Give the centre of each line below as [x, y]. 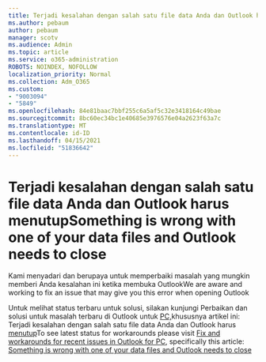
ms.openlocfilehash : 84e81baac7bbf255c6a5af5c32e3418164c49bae [115, 111]
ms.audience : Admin [40, 45]
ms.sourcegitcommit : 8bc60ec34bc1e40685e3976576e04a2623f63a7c [115, 119]
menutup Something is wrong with [122, 220]
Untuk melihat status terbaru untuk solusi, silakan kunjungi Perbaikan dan [128, 308]
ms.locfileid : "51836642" [51, 148]
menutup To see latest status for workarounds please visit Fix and [114, 334]
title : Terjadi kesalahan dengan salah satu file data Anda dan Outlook [131, 15]
